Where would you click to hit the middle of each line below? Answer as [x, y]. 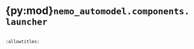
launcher [27, 22]
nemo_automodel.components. [122, 11]
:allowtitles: [23, 41]
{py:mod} [30, 11]
